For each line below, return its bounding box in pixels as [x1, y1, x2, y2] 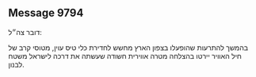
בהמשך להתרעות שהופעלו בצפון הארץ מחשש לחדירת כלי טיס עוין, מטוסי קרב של [8, 43, 248, 52]
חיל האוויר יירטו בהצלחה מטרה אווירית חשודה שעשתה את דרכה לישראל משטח [8, 51, 242, 60]
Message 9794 [8, 6, 84, 20]
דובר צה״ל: [8, 27, 42, 37]
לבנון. [8, 60, 25, 69]
